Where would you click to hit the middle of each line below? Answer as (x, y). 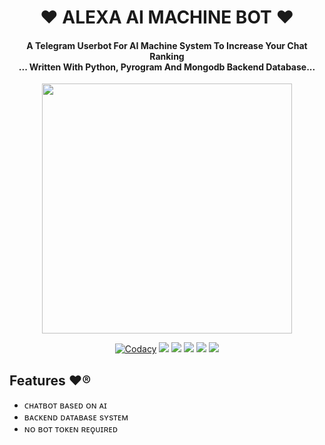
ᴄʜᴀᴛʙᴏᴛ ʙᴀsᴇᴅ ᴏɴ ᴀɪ (65, 405)
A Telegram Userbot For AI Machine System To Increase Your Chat (167, 45)
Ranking (167, 56)
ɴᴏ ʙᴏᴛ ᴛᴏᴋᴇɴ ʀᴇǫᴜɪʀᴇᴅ (71, 429)
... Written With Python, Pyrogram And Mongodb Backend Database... (167, 67)
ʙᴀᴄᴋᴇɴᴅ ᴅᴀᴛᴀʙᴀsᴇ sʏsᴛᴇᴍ (76, 417)
